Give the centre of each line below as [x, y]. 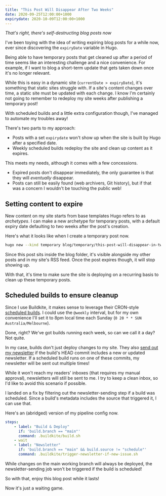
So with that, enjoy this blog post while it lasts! [52, 478]
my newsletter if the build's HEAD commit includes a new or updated [75, 353]
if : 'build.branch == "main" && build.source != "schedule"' [83, 450]
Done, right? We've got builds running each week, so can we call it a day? [80, 332]
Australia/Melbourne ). [28, 323]
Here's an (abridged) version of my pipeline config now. [62, 413]
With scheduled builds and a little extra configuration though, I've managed [82, 113]
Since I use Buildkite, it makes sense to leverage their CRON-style [72, 307]
